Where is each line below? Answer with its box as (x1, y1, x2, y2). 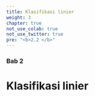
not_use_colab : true (6, 25, 59, 32)
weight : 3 (6, 14, 31, 21)
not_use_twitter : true (6, 31, 64, 37)
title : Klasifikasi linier (6, 8, 74, 15)
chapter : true (6, 20, 42, 26)
